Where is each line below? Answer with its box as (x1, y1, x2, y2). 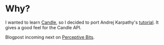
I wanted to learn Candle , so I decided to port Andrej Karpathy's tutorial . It (5, 19, 159, 25)
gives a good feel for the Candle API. (5, 24, 82, 30)
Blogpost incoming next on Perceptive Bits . (5, 34, 95, 40)
